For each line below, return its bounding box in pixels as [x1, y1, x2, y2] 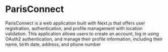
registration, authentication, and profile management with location [5, 25, 143, 31]
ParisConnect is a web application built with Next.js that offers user [5, 20, 146, 26]
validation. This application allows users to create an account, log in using [5, 30, 159, 36]
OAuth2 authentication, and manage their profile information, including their [5, 36, 163, 42]
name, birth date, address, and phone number [5, 41, 101, 47]
